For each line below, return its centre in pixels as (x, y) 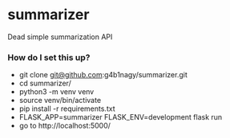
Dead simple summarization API (60, 37)
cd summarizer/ (45, 83)
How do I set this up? (49, 57)
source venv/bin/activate (60, 101)
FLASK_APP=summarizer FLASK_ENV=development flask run (121, 117)
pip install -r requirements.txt (67, 108)
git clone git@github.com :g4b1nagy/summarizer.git (103, 75)
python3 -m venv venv (56, 92)
